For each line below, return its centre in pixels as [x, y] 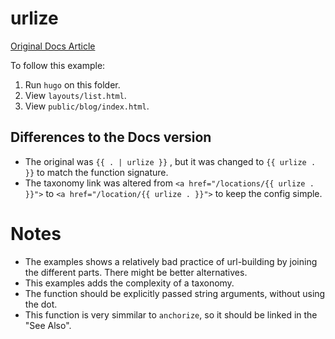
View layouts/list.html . [75, 95]
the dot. [41, 304]
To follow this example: [58, 65]
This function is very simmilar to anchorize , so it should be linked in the [171, 314]
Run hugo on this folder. [72, 84]
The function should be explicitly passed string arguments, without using [175, 293]
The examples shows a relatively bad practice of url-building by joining [171, 261]
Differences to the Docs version [111, 137]
